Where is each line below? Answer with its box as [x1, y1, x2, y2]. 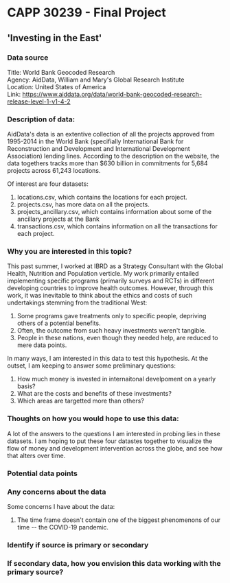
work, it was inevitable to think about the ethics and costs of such [7, 291, 193, 300]
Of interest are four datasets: [7, 180, 89, 188]
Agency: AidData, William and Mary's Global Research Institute [7, 75, 185, 84]
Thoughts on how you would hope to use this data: [7, 414, 180, 423]
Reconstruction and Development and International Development [7, 145, 190, 153]
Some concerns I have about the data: [7, 502, 115, 510]
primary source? [7, 567, 64, 577]
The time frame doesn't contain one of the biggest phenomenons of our [16, 516, 221, 524]
